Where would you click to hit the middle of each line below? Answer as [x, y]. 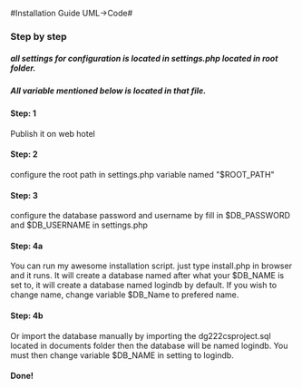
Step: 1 [24, 113]
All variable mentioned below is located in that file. [108, 91]
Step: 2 [24, 154]
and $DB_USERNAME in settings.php [79, 225]
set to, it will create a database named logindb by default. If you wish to [144, 286]
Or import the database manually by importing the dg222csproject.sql [141, 335]
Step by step [39, 36]
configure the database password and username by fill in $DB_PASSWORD [151, 216]
